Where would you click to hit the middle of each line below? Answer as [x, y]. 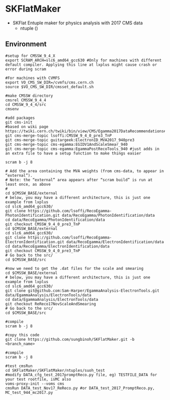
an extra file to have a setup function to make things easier [73, 153]
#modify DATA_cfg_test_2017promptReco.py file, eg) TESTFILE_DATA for [81, 375]
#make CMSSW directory [29, 96]
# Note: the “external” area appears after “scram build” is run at [79, 180]
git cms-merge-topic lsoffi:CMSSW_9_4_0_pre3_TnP [59, 135]
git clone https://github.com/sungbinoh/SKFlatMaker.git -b [70, 339]
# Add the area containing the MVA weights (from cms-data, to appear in [85, 171]
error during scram [26, 69]
